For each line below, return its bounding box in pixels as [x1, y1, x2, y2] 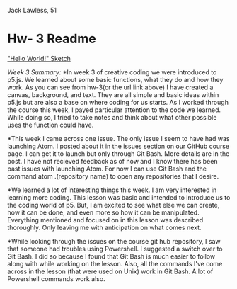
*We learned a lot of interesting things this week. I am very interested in [7, 186, 217, 194]
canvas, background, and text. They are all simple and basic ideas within [7, 90, 219, 98]
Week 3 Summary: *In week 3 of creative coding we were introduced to [7, 67, 217, 76]
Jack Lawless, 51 [7, 6, 57, 14]
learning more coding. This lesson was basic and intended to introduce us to [7, 193, 231, 201]
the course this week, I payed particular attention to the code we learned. [7, 106, 221, 114]
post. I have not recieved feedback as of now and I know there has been [7, 157, 218, 165]
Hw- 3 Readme [7, 31, 97, 47]
